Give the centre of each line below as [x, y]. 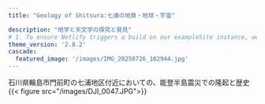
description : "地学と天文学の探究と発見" [70, 30]
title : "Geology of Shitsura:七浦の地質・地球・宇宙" [92, 15]
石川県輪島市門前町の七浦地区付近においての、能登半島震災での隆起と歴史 [129, 82]
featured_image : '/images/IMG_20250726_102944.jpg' [102, 59]
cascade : [22, 52]
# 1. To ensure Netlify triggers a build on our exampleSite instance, [128, 37]
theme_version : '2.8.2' [47, 44]
